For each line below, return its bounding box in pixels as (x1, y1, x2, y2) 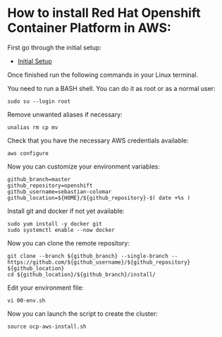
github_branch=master (7, 176, 71, 183)
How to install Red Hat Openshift (7, 5, 201, 21)
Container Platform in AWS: (7, 20, 171, 36)
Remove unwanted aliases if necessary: (7, 110, 123, 118)
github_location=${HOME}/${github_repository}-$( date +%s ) (7, 194, 191, 202)
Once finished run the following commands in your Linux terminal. (7, 71, 199, 79)
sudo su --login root (7, 97, 71, 105)
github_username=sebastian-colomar (7, 188, 112, 195)
